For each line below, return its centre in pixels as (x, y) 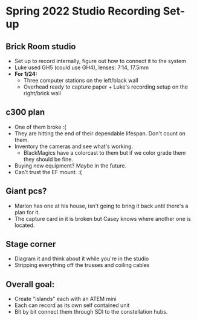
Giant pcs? (26, 191)
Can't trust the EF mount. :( (48, 172)
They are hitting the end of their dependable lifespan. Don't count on (100, 133)
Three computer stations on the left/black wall (81, 80)
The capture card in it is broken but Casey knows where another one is (103, 218)
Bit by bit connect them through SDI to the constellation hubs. (91, 312)
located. (24, 225)
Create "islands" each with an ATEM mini (65, 299)
